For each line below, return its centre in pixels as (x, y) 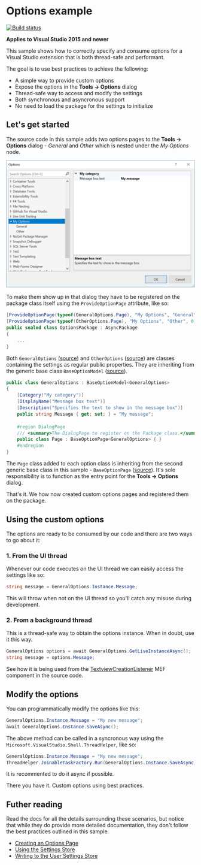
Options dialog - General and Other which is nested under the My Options (98, 146)
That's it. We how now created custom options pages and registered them (98, 494)
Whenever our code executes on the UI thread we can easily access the (95, 569)
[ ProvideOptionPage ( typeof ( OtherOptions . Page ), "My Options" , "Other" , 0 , (101, 322)
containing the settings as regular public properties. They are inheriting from (100, 364)
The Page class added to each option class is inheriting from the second (95, 464)
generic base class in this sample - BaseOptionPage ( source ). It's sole (91, 470)
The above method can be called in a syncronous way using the (85, 738)
